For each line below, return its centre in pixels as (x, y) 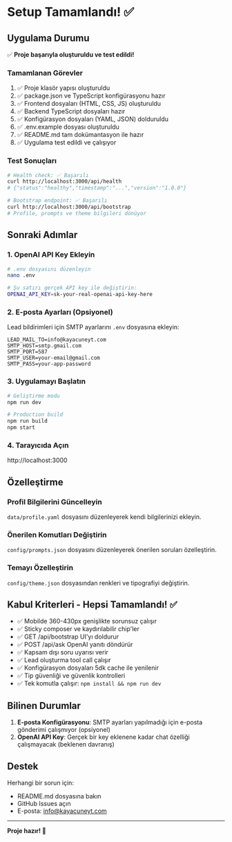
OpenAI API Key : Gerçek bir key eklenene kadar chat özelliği (103, 737)
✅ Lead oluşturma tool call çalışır (64, 660)
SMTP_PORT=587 (28, 352)
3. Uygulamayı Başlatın (47, 381)
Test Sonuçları (32, 161)
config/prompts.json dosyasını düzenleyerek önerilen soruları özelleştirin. (112, 550)
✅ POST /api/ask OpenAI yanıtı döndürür (75, 645)
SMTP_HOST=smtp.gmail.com (44, 346)
